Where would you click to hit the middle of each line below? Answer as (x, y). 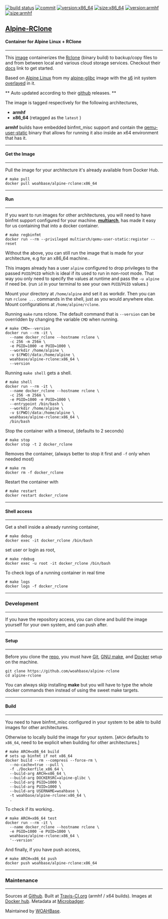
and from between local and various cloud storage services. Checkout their (83, 63)
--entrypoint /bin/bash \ (37, 404)
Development (22, 604)
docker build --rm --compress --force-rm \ (51, 760)
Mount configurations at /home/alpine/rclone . (52, 304)
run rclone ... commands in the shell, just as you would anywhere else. (80, 299)
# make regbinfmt (23, 235)
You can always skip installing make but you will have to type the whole (79, 684)
